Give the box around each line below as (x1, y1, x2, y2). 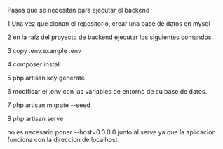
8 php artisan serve (7, 115, 64, 122)
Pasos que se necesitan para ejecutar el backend (7, 6, 150, 14)
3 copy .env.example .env (7, 47, 82, 55)
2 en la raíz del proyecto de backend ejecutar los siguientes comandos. (7, 33, 214, 41)
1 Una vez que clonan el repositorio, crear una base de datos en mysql (7, 20, 210, 27)
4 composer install (7, 60, 61, 69)
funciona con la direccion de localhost (7, 136, 118, 143)
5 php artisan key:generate (7, 73, 86, 82)
